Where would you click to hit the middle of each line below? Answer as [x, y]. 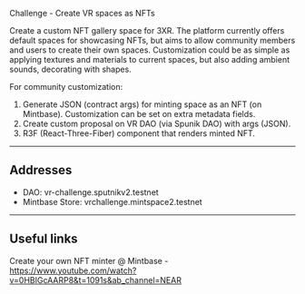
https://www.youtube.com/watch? [73, 270]
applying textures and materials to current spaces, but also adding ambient [150, 59]
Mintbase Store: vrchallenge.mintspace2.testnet [112, 201]
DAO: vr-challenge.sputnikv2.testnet [90, 192]
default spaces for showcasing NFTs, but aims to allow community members [152, 40]
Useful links [44, 239]
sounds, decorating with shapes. [70, 69]
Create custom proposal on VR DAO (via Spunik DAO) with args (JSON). [157, 123]
